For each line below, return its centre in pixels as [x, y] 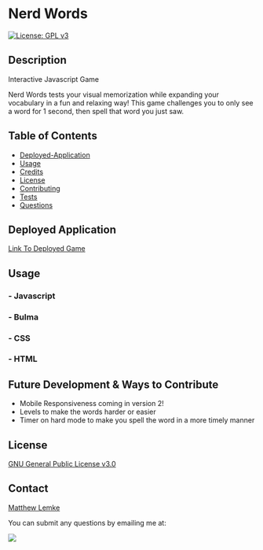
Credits [31, 172]
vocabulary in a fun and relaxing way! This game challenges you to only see [131, 102]
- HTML [23, 359]
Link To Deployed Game [47, 249]
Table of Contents [53, 136]
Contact [28, 489]
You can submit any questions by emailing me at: [87, 522]
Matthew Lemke [34, 508]
